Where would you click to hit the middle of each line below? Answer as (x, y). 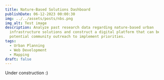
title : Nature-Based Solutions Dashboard (48, 9)
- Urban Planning (27, 46)
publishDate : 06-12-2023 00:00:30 (40, 14)
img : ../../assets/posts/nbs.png (39, 18)
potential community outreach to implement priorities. (67, 37)
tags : (10, 41)
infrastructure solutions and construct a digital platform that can (82, 32)
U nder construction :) (27, 73)
